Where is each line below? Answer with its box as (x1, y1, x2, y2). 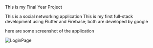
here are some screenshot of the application (5, 28, 94, 33)
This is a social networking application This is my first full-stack (5, 14, 133, 19)
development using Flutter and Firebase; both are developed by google (5, 19, 148, 24)
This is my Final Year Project (5, 4, 63, 10)
